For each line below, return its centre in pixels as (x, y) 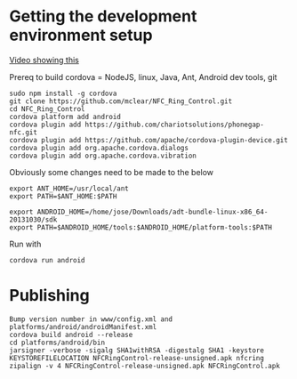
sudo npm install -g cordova (63, 93)
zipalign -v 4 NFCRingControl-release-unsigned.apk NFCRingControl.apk (144, 366)
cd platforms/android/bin (57, 343)
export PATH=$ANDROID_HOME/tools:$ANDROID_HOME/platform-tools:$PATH (141, 227)
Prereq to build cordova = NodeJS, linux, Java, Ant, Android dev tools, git (143, 77)
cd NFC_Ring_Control (48, 109)
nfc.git (24, 132)
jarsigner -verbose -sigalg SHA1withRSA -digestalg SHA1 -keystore (137, 350)
